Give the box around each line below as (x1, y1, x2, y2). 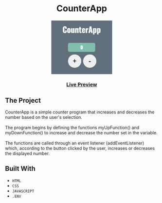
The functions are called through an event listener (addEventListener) (5, 140, 144, 146)
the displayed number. (5, 150, 50, 156)
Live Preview (66, 81, 97, 88)
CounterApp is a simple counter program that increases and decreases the (5, 109, 155, 115)
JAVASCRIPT (12, 188, 35, 194)
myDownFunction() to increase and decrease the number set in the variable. (5, 129, 158, 135)
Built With (5, 165, 36, 173)
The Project (5, 96, 41, 105)
